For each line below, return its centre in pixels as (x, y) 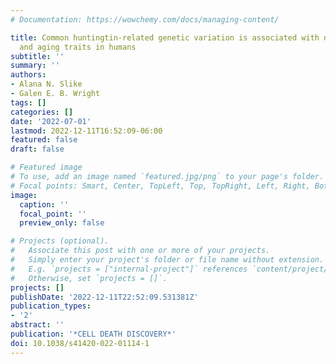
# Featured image (46, 167)
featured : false (44, 140)
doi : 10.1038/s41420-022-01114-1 (80, 343)
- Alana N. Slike (46, 84)
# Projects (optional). (60, 241)
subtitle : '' (37, 56)
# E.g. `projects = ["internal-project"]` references (129, 269)
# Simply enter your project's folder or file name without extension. (167, 260)
